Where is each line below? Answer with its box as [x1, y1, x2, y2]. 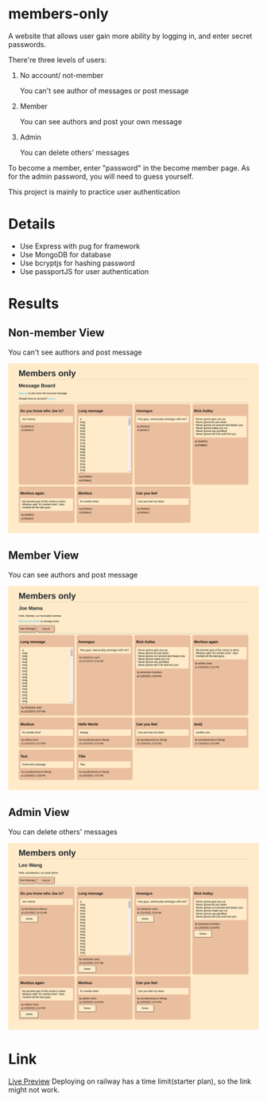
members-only [8, 5, 109, 23]
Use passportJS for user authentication [19, 266, 149, 276]
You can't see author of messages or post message [19, 85, 189, 96]
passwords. [8, 39, 46, 49]
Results [8, 295, 60, 313]
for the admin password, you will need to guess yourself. [8, 171, 194, 181]
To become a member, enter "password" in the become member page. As [8, 163, 250, 172]
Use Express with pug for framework [19, 241, 141, 251]
